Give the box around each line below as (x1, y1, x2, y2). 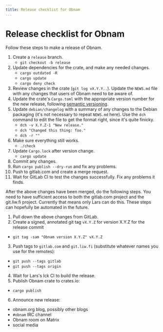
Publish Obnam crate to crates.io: (12, 278, 80, 283)
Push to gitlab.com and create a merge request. (12, 169, 109, 175)
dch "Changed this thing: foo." (20, 128, 86, 133)
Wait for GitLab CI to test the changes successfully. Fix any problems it (12, 174, 155, 179)
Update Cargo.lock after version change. (12, 148, 95, 153)
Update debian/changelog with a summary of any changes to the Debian (12, 106, 158, 112)
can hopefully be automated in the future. (5, 204, 89, 210)
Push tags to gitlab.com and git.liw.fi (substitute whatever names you (12, 243, 159, 249)
